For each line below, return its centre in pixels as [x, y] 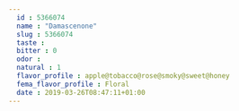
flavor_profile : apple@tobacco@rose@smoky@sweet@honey [123, 76]
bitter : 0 [37, 51]
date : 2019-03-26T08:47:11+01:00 [81, 92]
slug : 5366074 [45, 34]
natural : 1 [39, 68]
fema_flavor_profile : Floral [73, 84]
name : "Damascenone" [57, 26]
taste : [31, 43]
